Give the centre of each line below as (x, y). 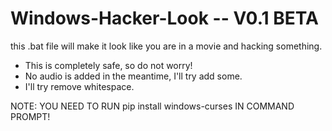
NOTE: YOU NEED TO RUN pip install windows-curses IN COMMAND (152, 106)
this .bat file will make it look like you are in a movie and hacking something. (166, 46)
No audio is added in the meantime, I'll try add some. (133, 76)
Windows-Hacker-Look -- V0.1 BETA (164, 18)
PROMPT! (30, 116)
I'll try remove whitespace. (79, 86)
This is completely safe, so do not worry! (108, 65)
